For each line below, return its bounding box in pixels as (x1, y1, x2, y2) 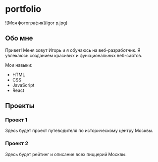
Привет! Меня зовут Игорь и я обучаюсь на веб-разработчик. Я (5, 47, 141, 53)
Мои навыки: (5, 62, 33, 68)
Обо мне (5, 34, 33, 42)
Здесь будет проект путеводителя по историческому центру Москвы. (5, 127, 154, 134)
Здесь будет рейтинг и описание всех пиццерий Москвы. (5, 151, 127, 157)
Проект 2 (5, 140, 29, 147)
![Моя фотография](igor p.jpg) (5, 20, 68, 26)
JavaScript (12, 82, 35, 88)
